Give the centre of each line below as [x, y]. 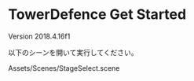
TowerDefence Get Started [97, 15]
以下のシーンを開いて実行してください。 [73, 52]
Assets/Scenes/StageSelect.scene [64, 68]
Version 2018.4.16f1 [39, 36]
